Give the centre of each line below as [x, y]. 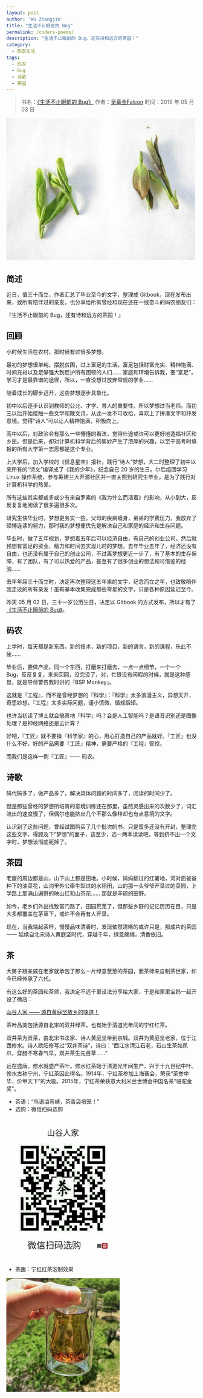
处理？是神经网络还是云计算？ [43, 723]
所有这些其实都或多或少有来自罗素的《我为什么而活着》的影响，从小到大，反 [101, 497]
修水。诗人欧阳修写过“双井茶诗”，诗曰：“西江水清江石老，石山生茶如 [97, 1045]
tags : [13, 58]
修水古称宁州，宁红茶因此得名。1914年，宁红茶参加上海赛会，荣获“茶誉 [95, 1073]
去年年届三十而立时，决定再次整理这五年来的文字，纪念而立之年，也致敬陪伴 [101, 581]
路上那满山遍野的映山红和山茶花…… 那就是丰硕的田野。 [80, 893]
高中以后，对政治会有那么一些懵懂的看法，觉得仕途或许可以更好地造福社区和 [101, 433]
